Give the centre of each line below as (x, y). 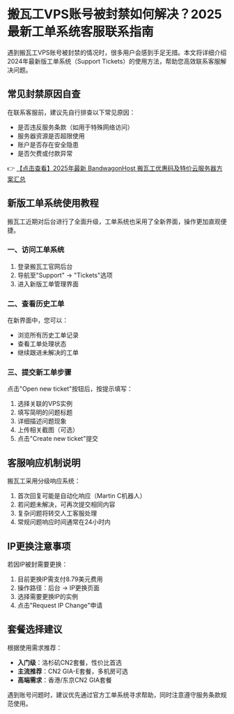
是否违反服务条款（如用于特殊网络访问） (75, 127)
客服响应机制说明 (44, 463)
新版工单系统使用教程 (53, 203)
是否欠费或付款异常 (45, 153)
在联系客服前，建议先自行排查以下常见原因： (71, 112)
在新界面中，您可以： (38, 320)
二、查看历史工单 (36, 303)
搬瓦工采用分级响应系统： (44, 481)
